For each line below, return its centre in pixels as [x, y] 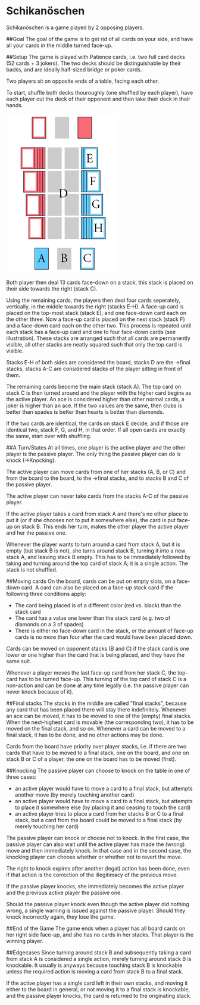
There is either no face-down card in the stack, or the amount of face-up [104, 631]
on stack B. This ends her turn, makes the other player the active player [101, 526]
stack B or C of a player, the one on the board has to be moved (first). [91, 759]
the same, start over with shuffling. [49, 436]
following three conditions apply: [46, 594]
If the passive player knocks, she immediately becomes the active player [95, 886]
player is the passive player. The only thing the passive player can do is [93, 454]
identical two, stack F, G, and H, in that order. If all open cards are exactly [96, 429]
